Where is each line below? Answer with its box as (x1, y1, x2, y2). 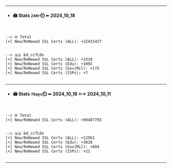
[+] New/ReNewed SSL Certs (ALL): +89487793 (5, 117, 102, 123)
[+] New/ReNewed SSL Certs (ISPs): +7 (5, 70, 88, 76)
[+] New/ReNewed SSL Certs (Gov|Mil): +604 (5, 144, 100, 150)
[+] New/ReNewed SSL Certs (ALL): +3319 (5, 57, 93, 62)
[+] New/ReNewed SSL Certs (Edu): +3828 (5, 140, 93, 145)
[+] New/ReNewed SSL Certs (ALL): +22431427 (5, 39, 102, 44)
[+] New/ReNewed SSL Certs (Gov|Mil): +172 (5, 66, 100, 71)
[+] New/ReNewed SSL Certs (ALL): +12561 (5, 135, 95, 141)
